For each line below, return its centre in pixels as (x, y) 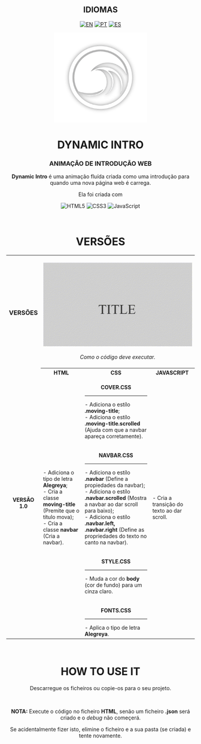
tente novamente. (100, 736)
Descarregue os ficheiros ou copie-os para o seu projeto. (100, 688)
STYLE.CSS (116, 562)
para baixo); (100, 511)
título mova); (58, 517)
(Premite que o (61, 511)
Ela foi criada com (100, 194)
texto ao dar (167, 511)
